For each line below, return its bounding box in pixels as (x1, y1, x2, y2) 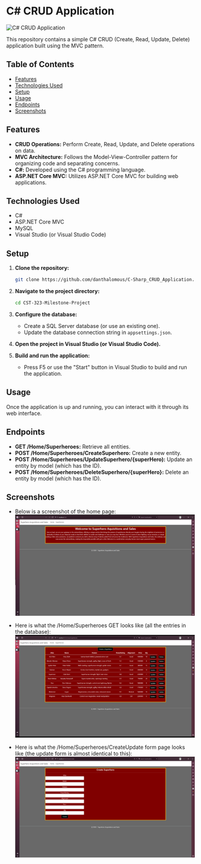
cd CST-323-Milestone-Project (14, 300, 91, 306)
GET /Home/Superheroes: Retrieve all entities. (14, 442, 130, 450)
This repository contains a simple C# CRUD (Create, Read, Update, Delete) (6, 35, 190, 43)
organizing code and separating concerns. (14, 159, 120, 167)
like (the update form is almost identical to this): (14, 749, 133, 757)
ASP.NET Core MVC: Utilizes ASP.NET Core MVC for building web (14, 172, 178, 179)
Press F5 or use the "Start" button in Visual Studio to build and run (23, 363, 187, 371)
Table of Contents (6, 59, 75, 70)
